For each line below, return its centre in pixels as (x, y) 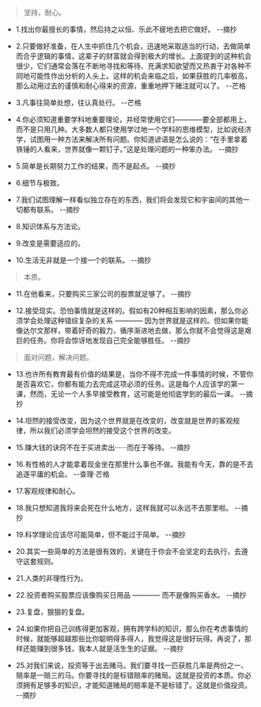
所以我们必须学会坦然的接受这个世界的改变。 (102, 430)
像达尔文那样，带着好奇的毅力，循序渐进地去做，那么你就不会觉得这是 (130, 331)
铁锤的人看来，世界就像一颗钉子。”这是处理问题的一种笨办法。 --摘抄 (127, 149)
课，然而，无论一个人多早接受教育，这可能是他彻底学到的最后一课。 (127, 394)
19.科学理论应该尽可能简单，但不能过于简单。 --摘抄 (100, 535)
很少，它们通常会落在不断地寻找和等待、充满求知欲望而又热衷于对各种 (130, 66)
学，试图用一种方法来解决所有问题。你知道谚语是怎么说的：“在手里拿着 (131, 139)
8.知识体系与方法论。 (50, 226)
